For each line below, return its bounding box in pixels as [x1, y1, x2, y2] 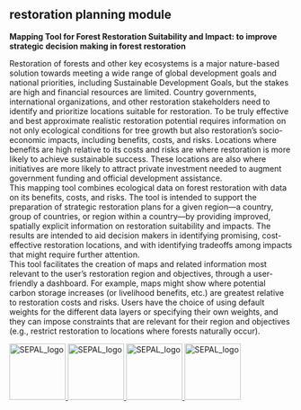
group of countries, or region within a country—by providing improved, [9, 210, 271, 221]
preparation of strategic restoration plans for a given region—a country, [9, 201, 274, 212]
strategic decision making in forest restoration [9, 40, 186, 51]
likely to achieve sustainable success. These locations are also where [9, 153, 267, 165]
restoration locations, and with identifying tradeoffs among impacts [43, 239, 293, 250]
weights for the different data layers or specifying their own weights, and [9, 306, 279, 317]
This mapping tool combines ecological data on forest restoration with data [9, 182, 288, 192]
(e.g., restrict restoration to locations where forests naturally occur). [9, 325, 261, 336]
